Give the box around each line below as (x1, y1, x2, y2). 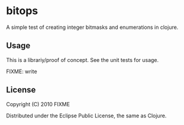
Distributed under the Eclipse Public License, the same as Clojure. (6, 112, 167, 119)
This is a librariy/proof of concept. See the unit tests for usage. (6, 56, 159, 63)
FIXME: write (6, 68, 37, 75)
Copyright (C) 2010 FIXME (6, 100, 70, 107)
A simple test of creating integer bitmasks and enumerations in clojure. (6, 24, 179, 31)
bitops (6, 4, 38, 18)
